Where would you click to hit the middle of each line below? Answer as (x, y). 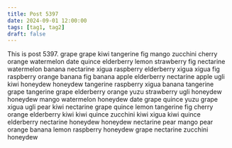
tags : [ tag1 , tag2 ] (36, 27)
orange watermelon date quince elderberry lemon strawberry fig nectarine (116, 62)
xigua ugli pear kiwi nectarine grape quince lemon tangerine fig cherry (110, 107)
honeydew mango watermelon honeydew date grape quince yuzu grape (113, 100)
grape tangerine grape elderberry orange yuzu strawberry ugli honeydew (115, 92)
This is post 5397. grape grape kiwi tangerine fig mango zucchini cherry (112, 54)
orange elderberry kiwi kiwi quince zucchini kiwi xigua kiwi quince (104, 115)
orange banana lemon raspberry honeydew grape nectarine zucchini (108, 129)
